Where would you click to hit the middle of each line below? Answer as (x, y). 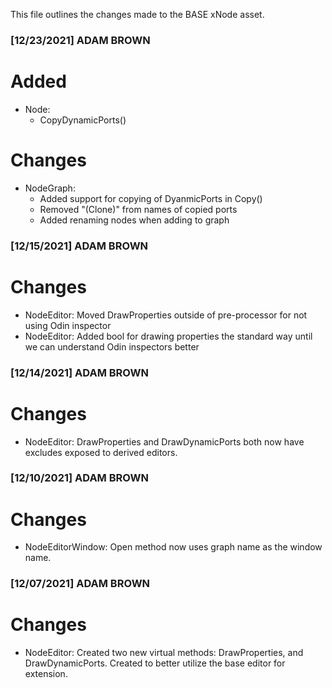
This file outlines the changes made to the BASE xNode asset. (137, 14)
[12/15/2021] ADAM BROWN (79, 246)
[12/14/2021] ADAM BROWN (79, 372)
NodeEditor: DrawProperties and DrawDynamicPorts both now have (164, 441)
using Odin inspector (68, 325)
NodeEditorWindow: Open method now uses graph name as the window (173, 547)
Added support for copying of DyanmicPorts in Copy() (151, 198)
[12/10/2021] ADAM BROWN (79, 478)
